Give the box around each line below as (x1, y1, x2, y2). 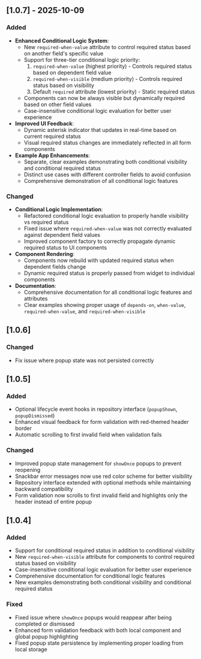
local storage (14, 645, 48, 653)
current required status (23, 133, 81, 140)
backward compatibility (14, 485, 73, 492)
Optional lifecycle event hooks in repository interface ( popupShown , (14, 405, 178, 413)
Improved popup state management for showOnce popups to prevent (14, 459, 182, 467)
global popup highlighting (14, 633, 79, 640)
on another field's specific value (23, 50, 104, 57)
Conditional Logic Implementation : (14, 206, 103, 213)
